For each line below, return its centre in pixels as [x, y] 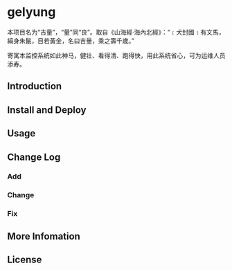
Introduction [35, 86]
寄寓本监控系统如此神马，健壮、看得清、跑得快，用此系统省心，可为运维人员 [116, 55]
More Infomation [44, 236]
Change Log [34, 157]
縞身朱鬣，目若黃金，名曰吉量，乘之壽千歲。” [71, 40]
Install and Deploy [47, 110]
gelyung [32, 12]
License [25, 260]
